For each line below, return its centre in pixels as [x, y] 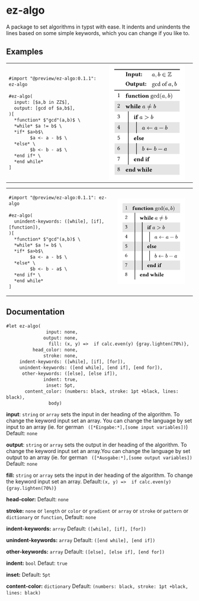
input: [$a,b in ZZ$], [42, 102]
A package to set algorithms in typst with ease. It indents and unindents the [98, 27]
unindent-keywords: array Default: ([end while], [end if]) [81, 540]
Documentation [36, 311]
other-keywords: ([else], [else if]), [70, 374]
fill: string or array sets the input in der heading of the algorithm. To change [99, 475]
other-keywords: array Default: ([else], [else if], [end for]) [85, 552]
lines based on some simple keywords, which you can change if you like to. [98, 33]
